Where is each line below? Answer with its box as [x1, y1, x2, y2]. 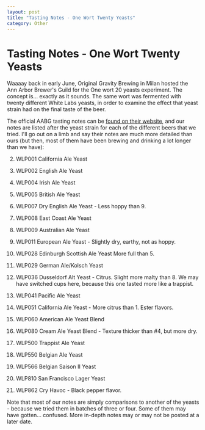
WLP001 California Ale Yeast [15, 155, 88, 162]
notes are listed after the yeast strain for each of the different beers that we [7, 124, 196, 131]
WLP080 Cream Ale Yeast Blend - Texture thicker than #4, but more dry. [15, 327, 198, 335]
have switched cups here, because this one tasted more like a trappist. [15, 280, 194, 288]
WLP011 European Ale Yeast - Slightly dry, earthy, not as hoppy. [15, 238, 176, 246]
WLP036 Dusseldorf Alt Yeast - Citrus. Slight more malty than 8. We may [15, 274, 199, 281]
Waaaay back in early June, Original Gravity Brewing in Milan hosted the [7, 80, 189, 87]
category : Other [7, 20, 48, 26]
